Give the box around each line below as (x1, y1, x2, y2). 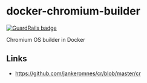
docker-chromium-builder (6, 4, 141, 18)
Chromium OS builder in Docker (6, 36, 86, 43)
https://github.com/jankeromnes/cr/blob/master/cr (15, 70, 141, 77)
